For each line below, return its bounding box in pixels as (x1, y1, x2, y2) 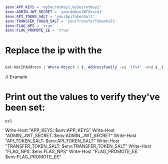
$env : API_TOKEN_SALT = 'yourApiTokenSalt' (5, 14, 95, 19)
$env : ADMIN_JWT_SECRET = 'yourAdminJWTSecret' (5, 9, 104, 14)
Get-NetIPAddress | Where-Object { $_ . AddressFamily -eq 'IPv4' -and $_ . (5, 64, 162, 69)
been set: (5, 101, 45, 113)
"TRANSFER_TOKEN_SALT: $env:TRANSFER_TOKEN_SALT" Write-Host (5, 143, 151, 149)
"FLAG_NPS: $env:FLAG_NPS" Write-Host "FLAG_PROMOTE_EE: (5, 148, 139, 154)
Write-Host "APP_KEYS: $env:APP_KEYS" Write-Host (5, 127, 115, 133)
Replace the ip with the (5, 45, 102, 56)
